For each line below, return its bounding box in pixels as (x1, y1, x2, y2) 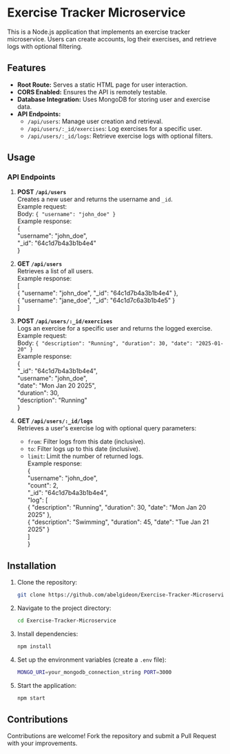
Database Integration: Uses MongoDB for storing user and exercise (17, 95, 211, 103)
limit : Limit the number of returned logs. (27, 452, 144, 461)
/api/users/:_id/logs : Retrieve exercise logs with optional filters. (27, 132, 213, 140)
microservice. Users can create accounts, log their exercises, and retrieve (7, 34, 217, 43)
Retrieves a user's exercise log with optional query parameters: (17, 424, 197, 432)
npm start (17, 694, 46, 702)
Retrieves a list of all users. (17, 267, 94, 275)
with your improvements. (7, 739, 78, 748)
